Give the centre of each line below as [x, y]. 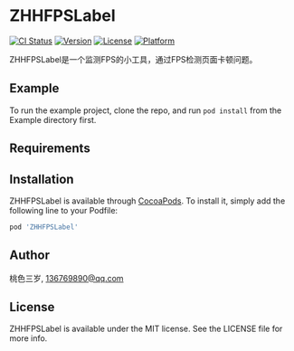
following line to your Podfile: [64, 210]
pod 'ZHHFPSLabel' [44, 227]
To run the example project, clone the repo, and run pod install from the [146, 110]
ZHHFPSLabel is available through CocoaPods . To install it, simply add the [147, 201]
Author [29, 256]
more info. [28, 338]
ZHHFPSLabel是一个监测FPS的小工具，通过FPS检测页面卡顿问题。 [133, 59]
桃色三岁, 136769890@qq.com [66, 278]
